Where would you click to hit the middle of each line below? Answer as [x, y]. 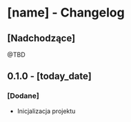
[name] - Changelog [66, 13]
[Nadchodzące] [41, 38]
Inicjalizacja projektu [46, 111]
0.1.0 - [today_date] [49, 76]
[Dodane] [23, 96]
